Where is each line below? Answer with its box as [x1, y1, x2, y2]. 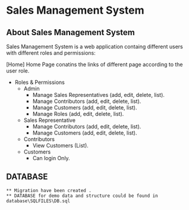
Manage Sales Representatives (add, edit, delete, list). [32, 92, 165, 98]
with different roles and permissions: [6, 49, 96, 57]
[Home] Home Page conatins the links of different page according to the [6, 61, 183, 68]
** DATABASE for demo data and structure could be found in [6, 193, 159, 199]
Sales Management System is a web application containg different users [6, 43, 183, 50]
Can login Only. [32, 155, 70, 161]
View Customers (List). [32, 142, 89, 149]
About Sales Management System [6, 27, 135, 37]
